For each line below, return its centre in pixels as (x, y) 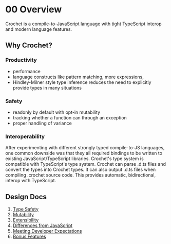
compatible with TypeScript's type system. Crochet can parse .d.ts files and (85, 164)
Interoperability (25, 136)
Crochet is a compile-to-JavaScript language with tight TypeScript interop (83, 24)
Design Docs (26, 197)
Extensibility (26, 220)
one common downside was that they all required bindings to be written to (84, 153)
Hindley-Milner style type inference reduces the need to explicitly (82, 82)
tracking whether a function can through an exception (70, 117)
